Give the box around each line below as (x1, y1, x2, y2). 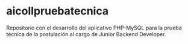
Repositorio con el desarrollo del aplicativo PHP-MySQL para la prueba (6, 24, 182, 31)
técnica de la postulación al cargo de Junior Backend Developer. (6, 30, 166, 37)
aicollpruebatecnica (6, 4, 109, 18)
